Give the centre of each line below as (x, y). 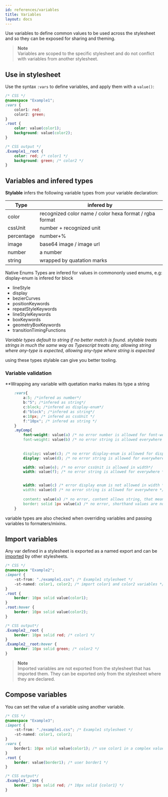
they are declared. (36, 679)
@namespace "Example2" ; (30, 570)
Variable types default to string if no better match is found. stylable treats (81, 340)
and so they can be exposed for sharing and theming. (60, 38)
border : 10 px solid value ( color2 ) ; (51, 612)
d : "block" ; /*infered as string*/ (59, 412)
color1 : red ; (28, 110)
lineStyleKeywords (31, 314)
